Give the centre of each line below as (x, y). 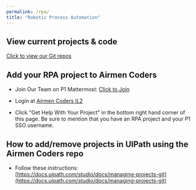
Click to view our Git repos (39, 56)
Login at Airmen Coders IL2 (49, 101)
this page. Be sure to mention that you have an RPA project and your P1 (102, 119)
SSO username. (34, 125)
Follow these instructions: (46, 168)
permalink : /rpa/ (28, 12)
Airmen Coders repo (45, 153)
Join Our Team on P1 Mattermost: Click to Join (72, 89)
